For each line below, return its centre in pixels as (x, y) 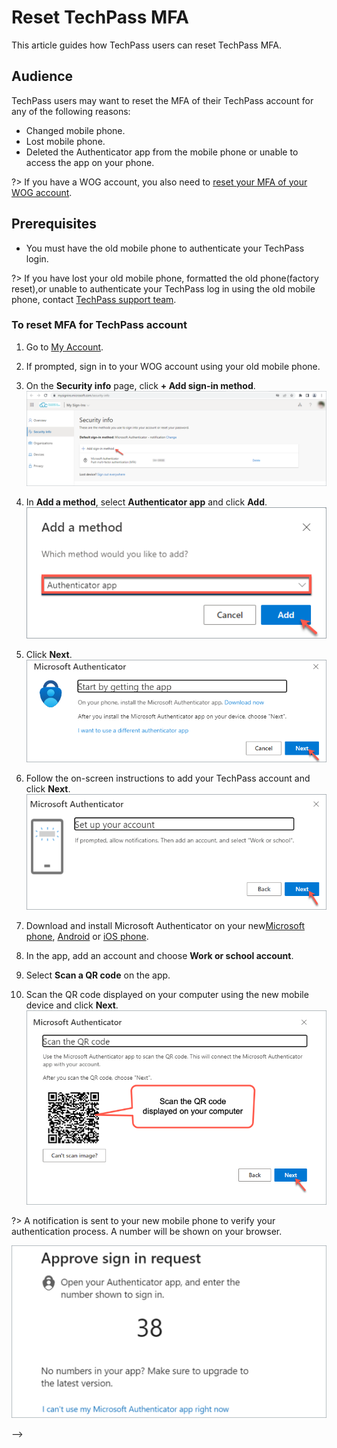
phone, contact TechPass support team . (94, 299)
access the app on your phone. (90, 162)
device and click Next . (72, 1005)
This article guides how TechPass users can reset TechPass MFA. (147, 45)
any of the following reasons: (71, 111)
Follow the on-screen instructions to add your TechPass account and (168, 778)
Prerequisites (54, 224)
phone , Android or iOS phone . (87, 936)
